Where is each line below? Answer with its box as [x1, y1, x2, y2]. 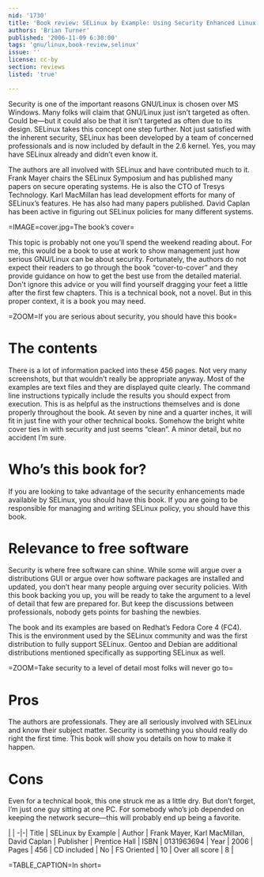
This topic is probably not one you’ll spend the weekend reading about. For [8, 237, 253, 247]
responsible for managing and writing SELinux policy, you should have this [8, 503, 251, 512]
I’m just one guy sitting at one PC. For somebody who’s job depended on [8, 804, 245, 815]
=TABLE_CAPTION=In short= [8, 860, 102, 870]
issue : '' [8, 48, 41, 56]
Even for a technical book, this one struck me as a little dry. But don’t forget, [8, 796, 255, 806]
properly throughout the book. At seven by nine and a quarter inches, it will [8, 407, 252, 417]
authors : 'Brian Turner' [8, 26, 90, 34]
